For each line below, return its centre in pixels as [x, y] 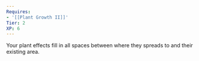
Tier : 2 [16, 23]
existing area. [23, 52]
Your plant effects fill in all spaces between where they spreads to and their [100, 45]
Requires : [19, 12]
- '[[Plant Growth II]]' [37, 17]
